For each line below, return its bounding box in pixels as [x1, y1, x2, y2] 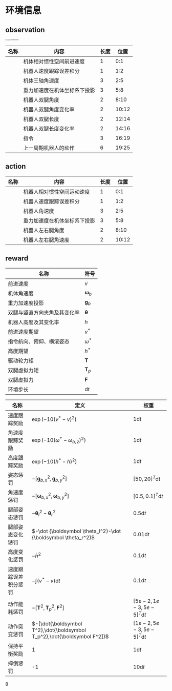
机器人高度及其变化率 [8, 318, 60, 326]
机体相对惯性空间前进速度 [23, 58, 85, 65]
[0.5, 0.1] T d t [133, 492, 163, 500]
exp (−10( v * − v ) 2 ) [31, 415, 77, 423]
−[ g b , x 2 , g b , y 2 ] [31, 474, 68, 483]
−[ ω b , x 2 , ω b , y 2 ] [31, 491, 70, 500]
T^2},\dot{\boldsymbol [31, 626, 86, 634]
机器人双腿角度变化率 [23, 106, 75, 113]
